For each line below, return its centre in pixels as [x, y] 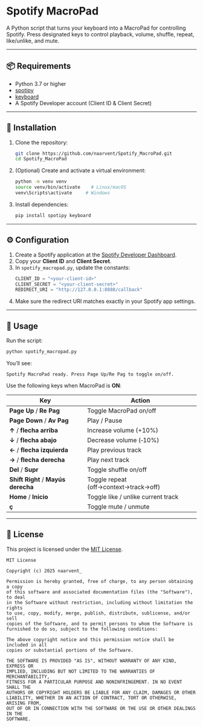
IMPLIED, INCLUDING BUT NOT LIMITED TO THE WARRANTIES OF [81, 671]
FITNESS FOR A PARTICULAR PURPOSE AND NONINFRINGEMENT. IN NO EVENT [94, 682]
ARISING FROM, [24, 703]
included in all [27, 645]
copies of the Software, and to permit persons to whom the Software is [100, 624]
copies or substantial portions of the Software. [70, 650]
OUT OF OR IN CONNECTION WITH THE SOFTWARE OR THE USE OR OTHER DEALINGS [101, 708]
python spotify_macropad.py [42, 352]
